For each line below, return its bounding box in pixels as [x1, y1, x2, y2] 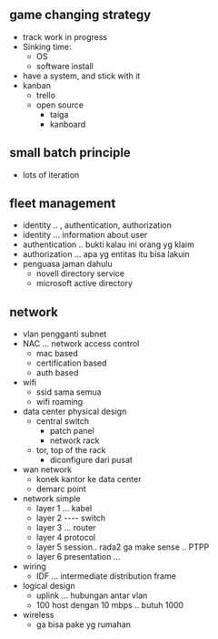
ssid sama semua [35, 386, 102, 397]
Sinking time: [22, 41, 72, 52]
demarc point [35, 483, 86, 495]
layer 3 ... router [35, 522, 96, 533]
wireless [22, 610, 54, 621]
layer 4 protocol [35, 532, 96, 543]
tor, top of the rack [35, 445, 106, 456]
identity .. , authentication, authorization [22, 220, 173, 231]
